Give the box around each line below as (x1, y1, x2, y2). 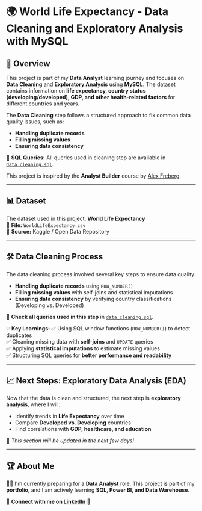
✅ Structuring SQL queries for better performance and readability (6, 352, 172, 359)
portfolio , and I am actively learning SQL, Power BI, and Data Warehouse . (6, 486, 190, 494)
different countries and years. (6, 100, 80, 107)
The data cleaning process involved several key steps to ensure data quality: (6, 270, 196, 277)
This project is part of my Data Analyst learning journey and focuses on (6, 75, 185, 81)
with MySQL (6, 34, 69, 48)
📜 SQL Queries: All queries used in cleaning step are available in (6, 154, 166, 161)
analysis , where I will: (6, 401, 61, 408)
